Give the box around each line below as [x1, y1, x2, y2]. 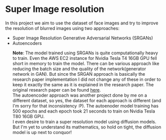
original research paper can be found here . [12, 87, 101, 93]
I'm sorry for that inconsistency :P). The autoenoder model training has [12, 103, 159, 109]
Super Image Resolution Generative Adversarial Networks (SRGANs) [12, 35, 153, 41]
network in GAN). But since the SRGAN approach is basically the [12, 71, 145, 77]
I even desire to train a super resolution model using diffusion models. [12, 119, 156, 125]
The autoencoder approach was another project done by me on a [12, 92, 147, 98]
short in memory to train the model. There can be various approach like [12, 60, 159, 66]
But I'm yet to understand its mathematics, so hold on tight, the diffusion [12, 124, 161, 130]
